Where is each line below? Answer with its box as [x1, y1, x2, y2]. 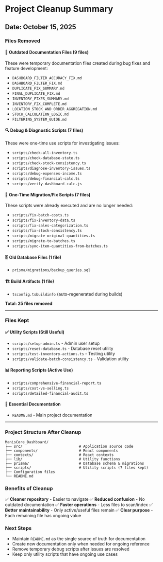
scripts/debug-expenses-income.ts [12, 171, 82, 176]
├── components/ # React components [5, 448, 118, 453]
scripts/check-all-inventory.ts [12, 150, 78, 155]
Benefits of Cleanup [5, 485, 53, 492]
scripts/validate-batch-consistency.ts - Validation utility [12, 356, 129, 362]
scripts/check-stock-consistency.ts [12, 160, 86, 166]
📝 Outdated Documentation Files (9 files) [5, 50, 89, 55]
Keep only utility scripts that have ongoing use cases [12, 551, 118, 557]
